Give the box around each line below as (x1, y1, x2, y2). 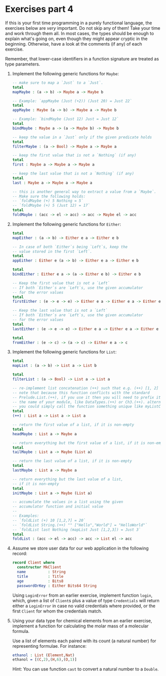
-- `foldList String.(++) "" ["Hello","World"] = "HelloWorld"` (12, 522, 148, 527)
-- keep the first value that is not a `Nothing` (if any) (12, 153, 137, 158)
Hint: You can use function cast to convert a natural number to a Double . (12, 666, 159, 672)
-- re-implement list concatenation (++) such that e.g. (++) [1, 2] (12, 386, 159, 391)
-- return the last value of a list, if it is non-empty (12, 458, 132, 464)
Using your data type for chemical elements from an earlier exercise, (12, 618, 152, 623)
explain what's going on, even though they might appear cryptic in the (5, 36, 148, 42)
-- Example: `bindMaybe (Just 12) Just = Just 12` (12, 116, 119, 122)
